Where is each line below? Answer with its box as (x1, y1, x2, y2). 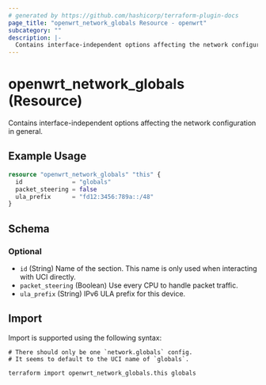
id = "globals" (15, 177, 112, 186)
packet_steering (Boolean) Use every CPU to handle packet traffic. (19, 280, 239, 290)
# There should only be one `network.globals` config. (8, 348, 193, 356)
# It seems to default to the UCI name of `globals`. (8, 355, 190, 363)
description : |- (8, 33, 62, 42)
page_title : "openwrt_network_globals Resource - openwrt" (8, 19, 207, 27)
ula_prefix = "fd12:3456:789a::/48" (15, 192, 154, 200)
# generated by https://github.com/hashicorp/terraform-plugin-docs (8, 11, 239, 20)
